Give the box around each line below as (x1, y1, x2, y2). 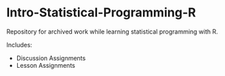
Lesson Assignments (16, 61, 76, 69)
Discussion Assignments (16, 53, 86, 62)
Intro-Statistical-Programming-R (6, 5, 196, 21)
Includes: (6, 40, 32, 49)
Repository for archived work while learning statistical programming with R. (6, 27, 218, 36)
